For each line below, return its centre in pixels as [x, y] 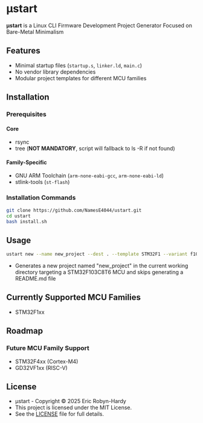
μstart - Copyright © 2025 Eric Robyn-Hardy [71, 401]
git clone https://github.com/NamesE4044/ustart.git [74, 210]
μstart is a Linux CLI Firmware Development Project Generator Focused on [99, 25]
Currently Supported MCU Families [73, 297]
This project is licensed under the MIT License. [73, 408]
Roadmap [25, 331]
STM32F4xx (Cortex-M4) [47, 361]
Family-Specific [27, 162]
